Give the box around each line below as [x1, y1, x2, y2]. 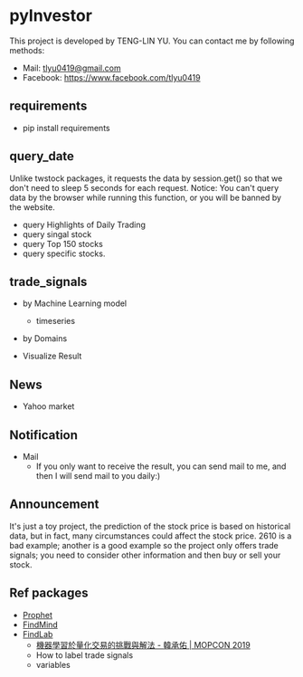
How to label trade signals [35, 649, 134, 661]
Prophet [22, 609, 52, 620]
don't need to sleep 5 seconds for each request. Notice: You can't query [9, 182, 279, 193]
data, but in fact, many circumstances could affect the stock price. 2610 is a [9, 530, 292, 541]
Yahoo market [22, 401, 75, 412]
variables [35, 659, 71, 670]
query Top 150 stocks [22, 238, 104, 249]
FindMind [22, 619, 59, 630]
